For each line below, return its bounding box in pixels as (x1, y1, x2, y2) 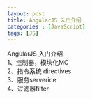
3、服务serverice (7, 76, 57, 84)
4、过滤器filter (7, 84, 49, 93)
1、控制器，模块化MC (7, 59, 69, 67)
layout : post (7, 10, 45, 17)
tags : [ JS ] (7, 29, 39, 37)
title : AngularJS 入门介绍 (7, 17, 82, 24)
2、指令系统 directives (7, 67, 72, 75)
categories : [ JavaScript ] (7, 23, 86, 30)
